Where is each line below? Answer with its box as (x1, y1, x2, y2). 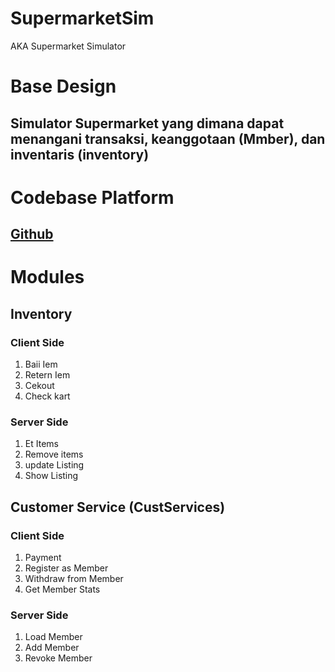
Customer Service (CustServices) (10, 498, 226, 516)
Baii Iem (24, 358, 58, 370)
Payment (24, 551, 62, 563)
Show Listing (24, 470, 79, 482)
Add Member (24, 642, 80, 654)
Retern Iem (24, 368, 71, 381)
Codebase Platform (10, 186, 175, 209)
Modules (10, 266, 85, 289)
